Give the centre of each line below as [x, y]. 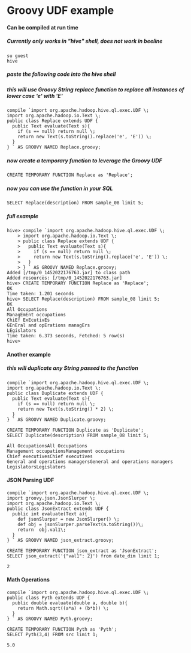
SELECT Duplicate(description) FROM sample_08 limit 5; [78, 435]
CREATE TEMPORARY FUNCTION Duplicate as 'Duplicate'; [75, 430]
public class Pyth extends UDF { [48, 598]
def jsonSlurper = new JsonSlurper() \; [69, 519]
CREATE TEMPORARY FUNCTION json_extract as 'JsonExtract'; [82, 551]
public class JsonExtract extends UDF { [58, 509]
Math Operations [28, 580]
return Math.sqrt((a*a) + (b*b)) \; [63, 608]
